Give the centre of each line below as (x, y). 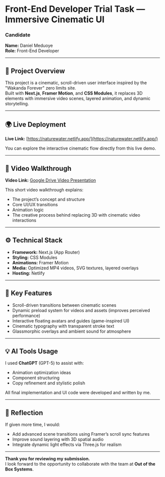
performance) (26, 316)
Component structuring (36, 378)
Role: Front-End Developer (32, 51)
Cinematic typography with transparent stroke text (63, 326)
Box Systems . (19, 469)
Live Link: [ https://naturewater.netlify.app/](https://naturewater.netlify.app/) (82, 139)
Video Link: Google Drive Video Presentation (51, 180)
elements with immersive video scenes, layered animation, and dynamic (78, 98)
